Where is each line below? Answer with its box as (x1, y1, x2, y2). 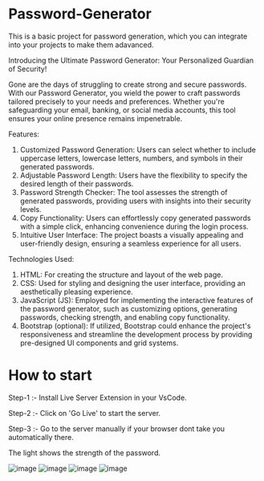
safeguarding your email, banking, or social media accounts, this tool (8, 105, 236, 115)
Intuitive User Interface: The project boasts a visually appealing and (19, 230, 244, 239)
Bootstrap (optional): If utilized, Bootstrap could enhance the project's (19, 320, 251, 330)
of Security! (8, 63, 47, 73)
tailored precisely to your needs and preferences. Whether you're (8, 96, 225, 106)
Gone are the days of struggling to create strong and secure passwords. (8, 79, 247, 89)
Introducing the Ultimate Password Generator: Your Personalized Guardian (8, 55, 254, 65)
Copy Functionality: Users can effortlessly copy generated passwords (19, 213, 251, 222)
